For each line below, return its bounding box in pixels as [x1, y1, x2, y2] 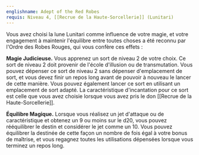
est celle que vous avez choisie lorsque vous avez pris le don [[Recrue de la [6, 93, 192, 100]
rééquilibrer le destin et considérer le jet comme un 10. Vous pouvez [6, 123, 173, 130]
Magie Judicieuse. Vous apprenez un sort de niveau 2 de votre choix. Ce [6, 55, 186, 62]
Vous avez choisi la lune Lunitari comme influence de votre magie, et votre [6, 30, 189, 37]
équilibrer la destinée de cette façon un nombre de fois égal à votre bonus [6, 129, 188, 137]
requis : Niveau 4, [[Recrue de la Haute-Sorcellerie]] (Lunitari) [6, 14, 174, 20]
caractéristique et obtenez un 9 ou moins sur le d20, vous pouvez [6, 116, 168, 124]
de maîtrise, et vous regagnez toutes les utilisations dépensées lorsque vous [6, 135, 194, 143]
